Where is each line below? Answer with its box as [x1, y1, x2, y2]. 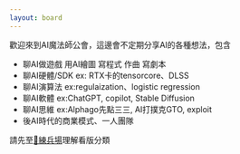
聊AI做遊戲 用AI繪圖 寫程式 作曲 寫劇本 [22, 58, 167, 69]
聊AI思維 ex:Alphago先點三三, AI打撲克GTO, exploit [22, 103, 213, 114]
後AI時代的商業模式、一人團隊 [22, 115, 134, 126]
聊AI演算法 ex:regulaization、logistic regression [22, 81, 201, 91]
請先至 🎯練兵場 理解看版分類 [9, 134, 110, 145]
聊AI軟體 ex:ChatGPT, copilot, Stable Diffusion [22, 92, 195, 103]
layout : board [9, 13, 63, 23]
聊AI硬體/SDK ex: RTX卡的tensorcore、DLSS [22, 70, 190, 81]
